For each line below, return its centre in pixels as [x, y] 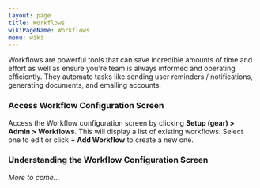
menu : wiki [26, 38]
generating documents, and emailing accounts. [85, 85]
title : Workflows [37, 23]
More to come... [34, 177]
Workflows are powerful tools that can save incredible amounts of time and [130, 60]
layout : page [30, 15]
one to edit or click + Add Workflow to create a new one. [101, 140]
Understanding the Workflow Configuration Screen [108, 160]
